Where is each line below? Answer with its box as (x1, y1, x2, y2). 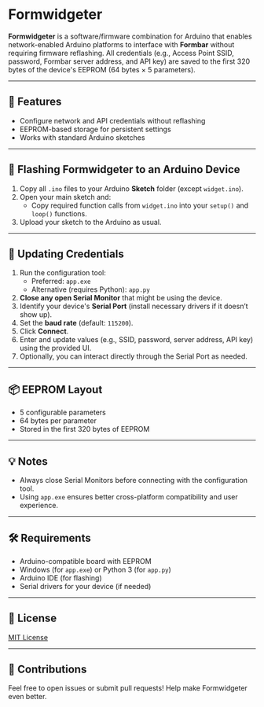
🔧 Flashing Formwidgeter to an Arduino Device (8, 163, 241, 176)
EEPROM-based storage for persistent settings (19, 124, 171, 134)
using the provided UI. (19, 344, 92, 353)
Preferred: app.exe (31, 277, 92, 286)
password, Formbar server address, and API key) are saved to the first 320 (8, 57, 251, 66)
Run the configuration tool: (19, 268, 106, 278)
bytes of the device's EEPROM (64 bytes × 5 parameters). (8, 64, 196, 74)
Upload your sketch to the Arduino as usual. (19, 217, 162, 226)
